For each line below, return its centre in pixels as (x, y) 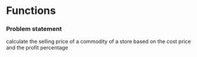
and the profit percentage (37, 48)
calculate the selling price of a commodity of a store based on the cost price (98, 41)
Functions (31, 11)
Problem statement (34, 29)
